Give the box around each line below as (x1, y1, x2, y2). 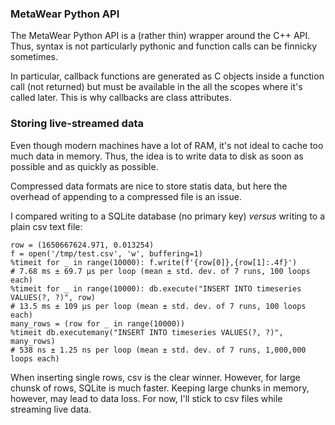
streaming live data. (10, 403, 92, 415)
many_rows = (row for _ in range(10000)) (10, 318, 186, 329)
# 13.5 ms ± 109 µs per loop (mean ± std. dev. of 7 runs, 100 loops (10, 301, 307, 311)
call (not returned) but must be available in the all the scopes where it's (10, 81, 303, 93)
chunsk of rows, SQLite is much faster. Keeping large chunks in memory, (10, 382, 310, 394)
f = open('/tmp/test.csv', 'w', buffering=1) (10, 248, 203, 259)
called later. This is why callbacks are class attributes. (10, 92, 232, 104)
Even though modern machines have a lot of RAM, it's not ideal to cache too (10, 139, 324, 151)
